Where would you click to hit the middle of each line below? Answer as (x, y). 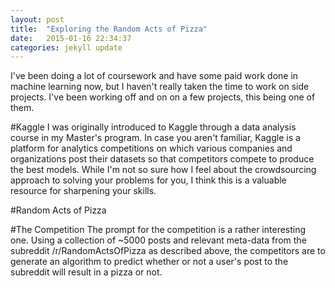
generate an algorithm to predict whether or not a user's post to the (149, 262)
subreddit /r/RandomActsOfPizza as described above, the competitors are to (168, 251)
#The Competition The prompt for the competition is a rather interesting (158, 230)
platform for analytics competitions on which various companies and (151, 148)
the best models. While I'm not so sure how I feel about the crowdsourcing (163, 170)
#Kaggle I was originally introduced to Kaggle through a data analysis (153, 127)
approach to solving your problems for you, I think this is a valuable (148, 180)
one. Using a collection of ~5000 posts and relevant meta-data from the (158, 240)
